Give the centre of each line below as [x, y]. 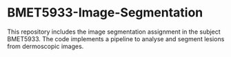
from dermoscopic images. [46, 46]
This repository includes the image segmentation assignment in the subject [114, 32]
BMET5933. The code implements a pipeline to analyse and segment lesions [116, 38]
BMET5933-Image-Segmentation [105, 13]
